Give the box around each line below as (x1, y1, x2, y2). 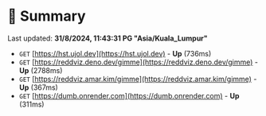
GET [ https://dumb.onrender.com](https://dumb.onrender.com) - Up (18, 91, 240, 100)
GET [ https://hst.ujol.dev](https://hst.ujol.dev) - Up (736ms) (18, 48, 212, 58)
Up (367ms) (18, 83, 59, 92)
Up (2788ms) (18, 65, 63, 75)
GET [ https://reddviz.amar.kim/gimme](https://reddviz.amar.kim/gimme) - (18, 74, 257, 83)
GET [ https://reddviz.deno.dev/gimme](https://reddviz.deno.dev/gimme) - (18, 57, 259, 67)
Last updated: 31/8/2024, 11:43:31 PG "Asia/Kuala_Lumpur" (7, 33, 208, 43)
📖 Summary (7, 7, 86, 25)
